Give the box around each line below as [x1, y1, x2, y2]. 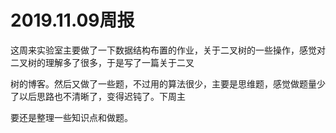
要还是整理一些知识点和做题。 [10, 111, 133, 123]
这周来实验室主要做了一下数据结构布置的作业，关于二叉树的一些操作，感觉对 [10, 44, 326, 56]
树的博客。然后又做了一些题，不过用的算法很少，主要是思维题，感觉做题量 [10, 77, 317, 90]
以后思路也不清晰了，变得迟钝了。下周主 [18, 90, 186, 102]
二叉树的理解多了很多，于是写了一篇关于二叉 [10, 56, 195, 68]
